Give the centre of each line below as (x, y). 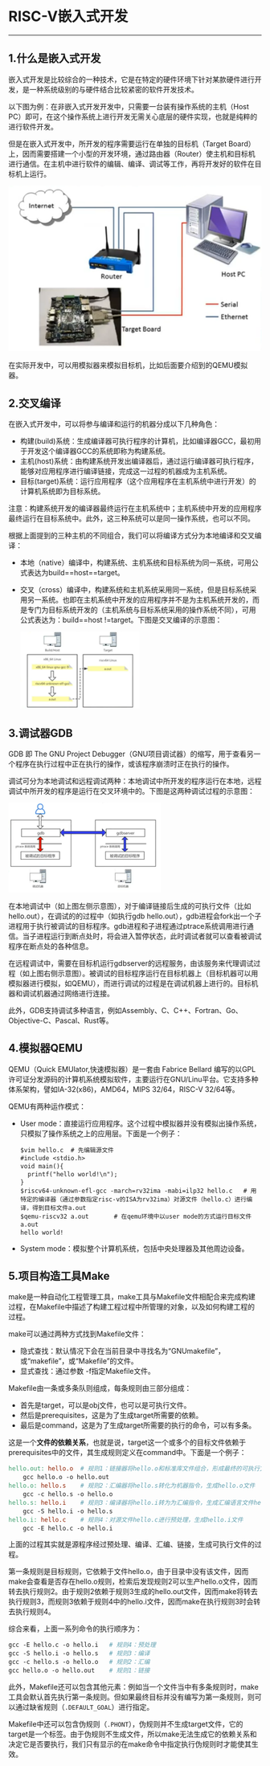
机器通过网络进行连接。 (75, 993)
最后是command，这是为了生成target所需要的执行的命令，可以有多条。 (138, 1425)
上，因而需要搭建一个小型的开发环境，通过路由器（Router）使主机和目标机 (132, 153)
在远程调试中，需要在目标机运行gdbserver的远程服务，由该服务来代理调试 (131, 963)
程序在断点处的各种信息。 (51, 946)
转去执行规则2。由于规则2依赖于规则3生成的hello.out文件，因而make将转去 (133, 1592)
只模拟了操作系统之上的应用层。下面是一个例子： (101, 1133)
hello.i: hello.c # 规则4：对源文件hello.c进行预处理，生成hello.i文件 (126, 1519)
